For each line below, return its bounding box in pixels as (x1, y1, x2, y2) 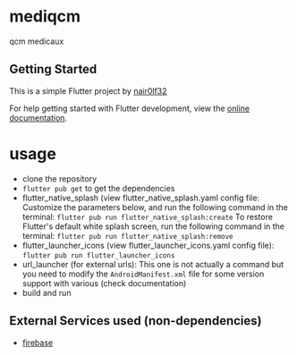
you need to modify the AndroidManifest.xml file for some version (21, 268, 265, 279)
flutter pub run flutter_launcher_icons (21, 250, 175, 260)
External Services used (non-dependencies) (9, 313, 262, 328)
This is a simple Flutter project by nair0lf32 (9, 85, 167, 96)
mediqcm (9, 6, 81, 27)
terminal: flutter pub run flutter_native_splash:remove (21, 230, 234, 241)
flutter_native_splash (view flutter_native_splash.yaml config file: (21, 192, 260, 203)
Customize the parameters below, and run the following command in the (21, 201, 289, 212)
